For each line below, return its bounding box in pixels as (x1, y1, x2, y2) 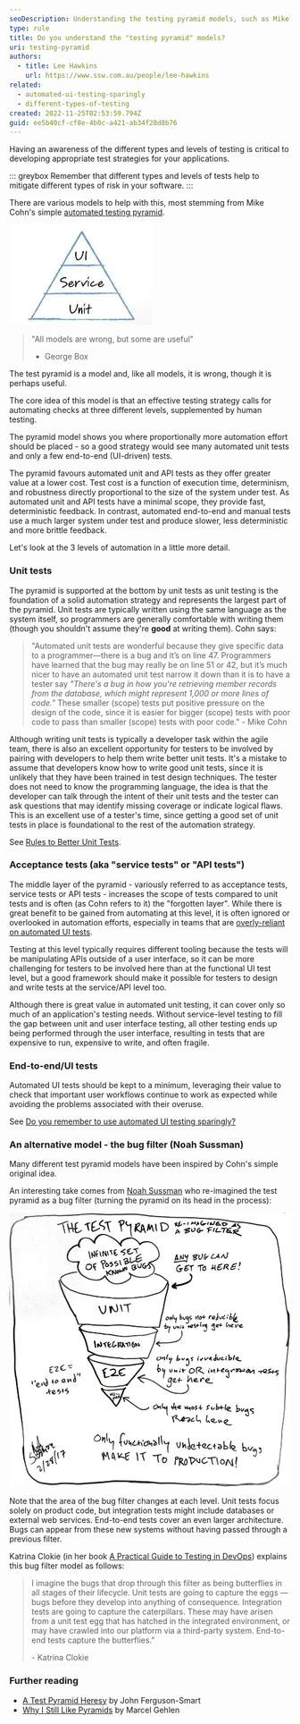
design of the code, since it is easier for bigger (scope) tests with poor (30, 706, 291, 717)
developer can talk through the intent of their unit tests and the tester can (9, 790, 279, 801)
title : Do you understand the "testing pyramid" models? (9, 33, 226, 42)
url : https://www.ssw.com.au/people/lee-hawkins (25, 72, 210, 80)
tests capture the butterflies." (47, 1635, 155, 1645)
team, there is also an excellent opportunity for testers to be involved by (9, 743, 274, 754)
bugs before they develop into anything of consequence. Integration (30, 1597, 283, 1608)
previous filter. (9, 1534, 62, 1544)
